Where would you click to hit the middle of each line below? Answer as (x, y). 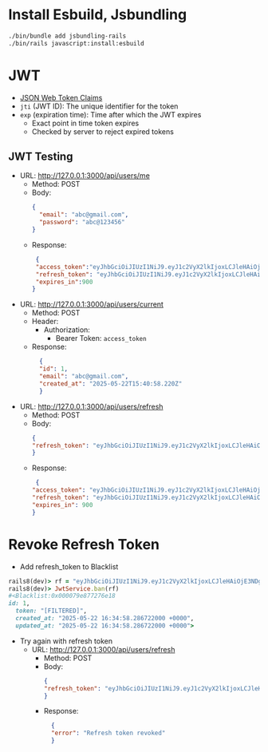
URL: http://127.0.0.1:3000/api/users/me (85, 176)
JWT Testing (41, 157)
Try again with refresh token (66, 641)
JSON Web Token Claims (61, 97)
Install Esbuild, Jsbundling (98, 15)
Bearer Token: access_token (101, 338)
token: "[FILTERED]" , (51, 611)
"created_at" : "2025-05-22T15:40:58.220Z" (110, 384)
